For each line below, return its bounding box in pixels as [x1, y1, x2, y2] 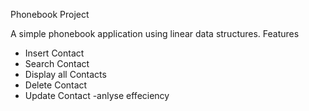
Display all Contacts [24, 69, 107, 80]
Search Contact [24, 58, 90, 69]
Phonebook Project [10, 9, 90, 20]
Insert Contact [24, 47, 85, 59]
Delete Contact [24, 79, 88, 91]
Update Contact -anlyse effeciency [24, 90, 170, 101]
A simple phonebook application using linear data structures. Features [10, 28, 300, 39]
